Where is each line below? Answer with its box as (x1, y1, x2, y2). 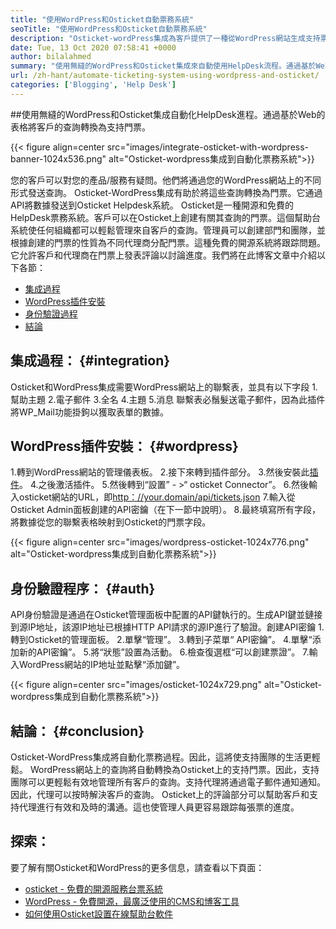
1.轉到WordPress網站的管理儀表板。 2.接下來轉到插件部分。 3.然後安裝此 (10, 466, 310, 478)
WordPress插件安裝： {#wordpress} (10, 437, 239, 455)
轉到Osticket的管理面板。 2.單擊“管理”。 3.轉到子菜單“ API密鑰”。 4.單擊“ (10, 634, 313, 646)
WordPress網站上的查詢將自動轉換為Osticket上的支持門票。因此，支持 (29, 764, 320, 775)
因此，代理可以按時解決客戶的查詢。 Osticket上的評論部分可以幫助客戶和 (10, 789, 310, 800)
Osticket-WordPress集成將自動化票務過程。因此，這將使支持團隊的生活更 (10, 751, 312, 763)
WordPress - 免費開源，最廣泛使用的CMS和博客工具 (24, 895, 240, 907)
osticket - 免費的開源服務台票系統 (24, 882, 163, 895)
